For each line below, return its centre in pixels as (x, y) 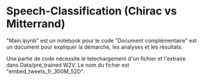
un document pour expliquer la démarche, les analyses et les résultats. (95, 47)
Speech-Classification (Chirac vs (92, 11)
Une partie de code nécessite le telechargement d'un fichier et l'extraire (96, 58)
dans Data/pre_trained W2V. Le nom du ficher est (68, 65)
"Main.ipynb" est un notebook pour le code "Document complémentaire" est (101, 40)
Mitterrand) (36, 24)
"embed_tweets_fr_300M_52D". (45, 71)
